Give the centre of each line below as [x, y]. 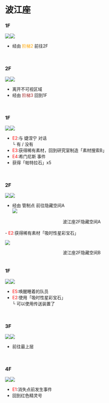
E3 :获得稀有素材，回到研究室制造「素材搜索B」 [59, 150]
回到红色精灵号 [27, 396]
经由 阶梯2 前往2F [30, 46]
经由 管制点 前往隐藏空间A [38, 206]
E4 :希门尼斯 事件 [29, 157]
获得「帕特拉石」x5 [32, 163]
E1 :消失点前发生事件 [32, 389]
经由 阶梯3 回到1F [30, 95]
